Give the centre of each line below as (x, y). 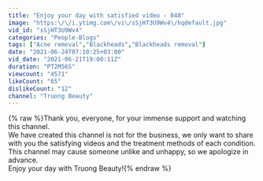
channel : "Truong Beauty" (50, 96)
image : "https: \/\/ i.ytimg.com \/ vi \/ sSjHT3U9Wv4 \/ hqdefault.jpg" (117, 23)
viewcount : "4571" (38, 74)
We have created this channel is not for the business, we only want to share (131, 135)
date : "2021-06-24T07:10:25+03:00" (67, 52)
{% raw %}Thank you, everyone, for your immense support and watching (127, 118)
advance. (23, 160)
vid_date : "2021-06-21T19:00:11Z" (65, 60)
